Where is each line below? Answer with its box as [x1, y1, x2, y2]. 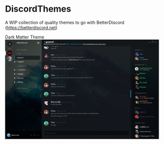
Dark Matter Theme [5, 34, 44, 40]
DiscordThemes [5, 3, 72, 15]
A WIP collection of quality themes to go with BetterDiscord [5, 19, 124, 25]
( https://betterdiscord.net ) [5, 24, 58, 30]
